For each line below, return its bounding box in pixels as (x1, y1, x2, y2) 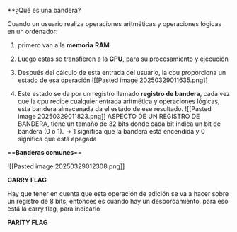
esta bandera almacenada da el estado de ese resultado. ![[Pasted (17, 105, 212, 112)
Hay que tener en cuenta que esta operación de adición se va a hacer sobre (7, 190, 229, 197)
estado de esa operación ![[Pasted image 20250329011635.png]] (17, 76, 208, 84)
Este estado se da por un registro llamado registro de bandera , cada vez (17, 90, 231, 98)
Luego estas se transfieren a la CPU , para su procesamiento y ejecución (17, 54, 229, 63)
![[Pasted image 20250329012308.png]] (7, 162, 125, 170)
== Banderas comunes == (7, 149, 83, 156)
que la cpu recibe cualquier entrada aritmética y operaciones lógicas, (17, 97, 220, 105)
